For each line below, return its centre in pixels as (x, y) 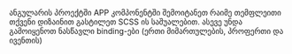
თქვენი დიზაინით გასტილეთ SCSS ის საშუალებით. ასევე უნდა (126, 22)
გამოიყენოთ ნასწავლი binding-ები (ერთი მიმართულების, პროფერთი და (146, 31)
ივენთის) (26, 40)
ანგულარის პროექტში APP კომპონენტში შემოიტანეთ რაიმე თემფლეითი (145, 13)
